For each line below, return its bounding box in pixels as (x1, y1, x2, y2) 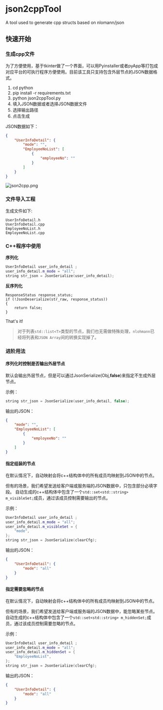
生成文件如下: (5, 208, 33, 214)
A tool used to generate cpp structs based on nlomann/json (5, 20, 124, 25)
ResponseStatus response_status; (5, 293, 73, 297)
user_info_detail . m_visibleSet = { (5, 524, 78, 529)
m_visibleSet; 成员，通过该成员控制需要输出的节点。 (5, 495, 111, 501)
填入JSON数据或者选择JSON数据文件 (12, 101, 87, 107)
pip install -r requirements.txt (12, 90, 71, 96)
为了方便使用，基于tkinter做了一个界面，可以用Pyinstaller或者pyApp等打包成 (5, 62, 158, 69)
